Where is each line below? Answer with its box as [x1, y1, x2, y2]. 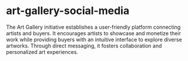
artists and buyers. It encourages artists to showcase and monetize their [6, 29, 181, 36]
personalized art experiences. [6, 48, 78, 55]
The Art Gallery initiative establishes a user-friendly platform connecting [6, 23, 181, 30]
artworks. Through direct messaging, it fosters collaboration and [6, 42, 162, 49]
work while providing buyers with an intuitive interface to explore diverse [6, 36, 182, 43]
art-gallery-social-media [6, 4, 130, 18]
